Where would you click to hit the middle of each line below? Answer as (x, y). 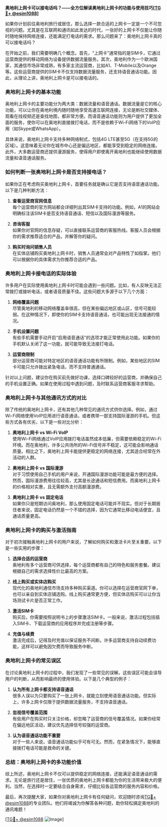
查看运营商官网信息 (32, 201)
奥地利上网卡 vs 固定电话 (38, 497)
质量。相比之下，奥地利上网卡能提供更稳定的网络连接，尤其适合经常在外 (86, 451)
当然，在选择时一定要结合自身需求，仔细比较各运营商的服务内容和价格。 (88, 786)
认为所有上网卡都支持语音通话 (43, 689)
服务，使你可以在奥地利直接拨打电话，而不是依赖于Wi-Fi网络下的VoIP (85, 123)
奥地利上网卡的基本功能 (33, 92)
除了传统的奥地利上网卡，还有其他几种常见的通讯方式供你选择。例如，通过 (81, 410)
